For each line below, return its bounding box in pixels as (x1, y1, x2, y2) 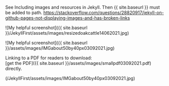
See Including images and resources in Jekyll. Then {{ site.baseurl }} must (5, 5, 160, 10)
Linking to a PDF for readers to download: (5, 55, 92, 61)
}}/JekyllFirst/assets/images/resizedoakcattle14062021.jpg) (5, 30, 129, 36)
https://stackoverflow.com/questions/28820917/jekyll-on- (43, 10, 164, 16)
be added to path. (5, 10, 43, 16)
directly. (5, 65, 22, 71)
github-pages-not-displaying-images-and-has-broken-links (5, 15, 130, 21)
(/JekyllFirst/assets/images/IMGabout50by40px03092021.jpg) (5, 75, 136, 81)
